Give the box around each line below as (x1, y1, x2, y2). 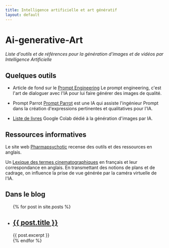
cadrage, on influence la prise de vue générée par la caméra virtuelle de (5, 170, 157, 176)
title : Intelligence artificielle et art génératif (5, 7, 117, 13)
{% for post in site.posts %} (12, 204, 71, 210)
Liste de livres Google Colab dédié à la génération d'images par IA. (12, 115, 153, 121)
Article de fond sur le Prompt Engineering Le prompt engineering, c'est (12, 85, 161, 91)
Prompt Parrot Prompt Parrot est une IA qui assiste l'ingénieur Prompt (12, 100, 159, 106)
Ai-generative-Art (5, 34, 83, 46)
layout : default (5, 12, 40, 17)
